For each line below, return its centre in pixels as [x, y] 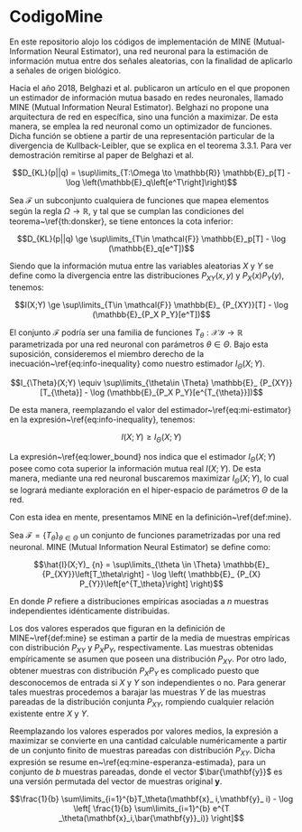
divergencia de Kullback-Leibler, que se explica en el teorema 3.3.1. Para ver [151, 145]
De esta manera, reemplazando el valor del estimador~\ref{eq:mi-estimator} [150, 410]
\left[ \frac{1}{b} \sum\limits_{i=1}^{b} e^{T [151, 808]
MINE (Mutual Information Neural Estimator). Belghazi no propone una [139, 107]
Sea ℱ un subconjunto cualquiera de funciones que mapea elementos [139, 200]
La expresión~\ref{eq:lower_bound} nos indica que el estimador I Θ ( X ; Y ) [143, 458]
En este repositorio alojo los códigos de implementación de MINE [130, 42]
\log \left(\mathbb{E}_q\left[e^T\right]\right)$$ [151, 182]
